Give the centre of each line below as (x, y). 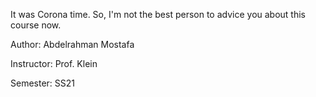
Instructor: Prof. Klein (54, 63)
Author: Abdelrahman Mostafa (72, 44)
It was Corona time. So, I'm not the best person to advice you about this (158, 14)
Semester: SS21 (43, 83)
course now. (36, 25)
